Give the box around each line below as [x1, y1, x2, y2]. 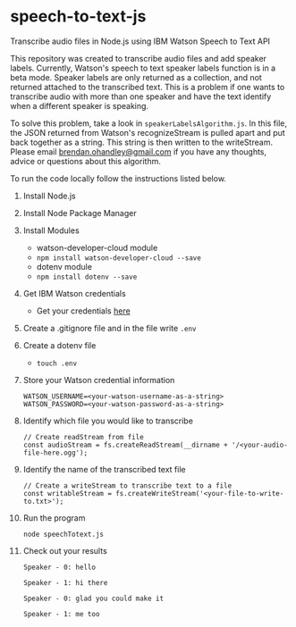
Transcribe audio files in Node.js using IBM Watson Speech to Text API [10, 36, 271, 46]
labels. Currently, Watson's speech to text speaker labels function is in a [10, 63, 276, 73]
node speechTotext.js [22, 530, 104, 539]
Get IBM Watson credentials [22, 288, 126, 298]
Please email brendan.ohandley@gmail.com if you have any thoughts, [10, 146, 267, 157]
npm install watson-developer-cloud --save [36, 253, 202, 263]
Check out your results [22, 545, 108, 556]
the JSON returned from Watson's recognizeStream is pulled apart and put [10, 127, 285, 138]
